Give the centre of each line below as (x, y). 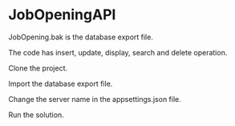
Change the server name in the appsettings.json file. (95, 99)
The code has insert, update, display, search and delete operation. (118, 52)
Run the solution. (36, 115)
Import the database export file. (61, 83)
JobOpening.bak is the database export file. (81, 37)
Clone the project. (38, 68)
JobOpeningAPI (62, 15)
